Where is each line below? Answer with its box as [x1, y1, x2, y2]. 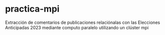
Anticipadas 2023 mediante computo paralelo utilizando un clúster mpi [5, 24, 149, 30]
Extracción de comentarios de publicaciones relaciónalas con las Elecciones [5, 19, 160, 25]
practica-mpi [5, 3, 60, 15]
